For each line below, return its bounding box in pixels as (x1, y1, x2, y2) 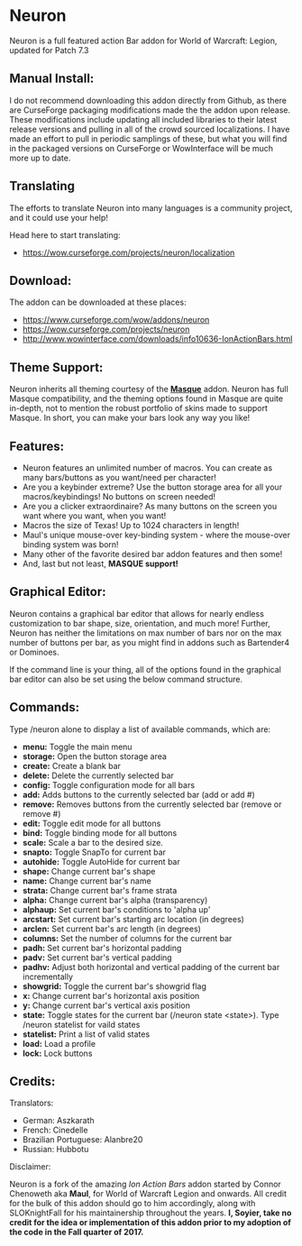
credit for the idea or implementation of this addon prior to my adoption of (9, 1217, 291, 1228)
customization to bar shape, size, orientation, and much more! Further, (9, 618, 270, 628)
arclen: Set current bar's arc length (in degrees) (22, 923, 201, 934)
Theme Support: (9, 360, 104, 375)
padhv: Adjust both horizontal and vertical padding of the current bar (22, 961, 280, 972)
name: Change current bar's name (22, 875, 151, 886)
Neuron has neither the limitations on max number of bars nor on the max (9, 628, 282, 638)
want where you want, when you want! (22, 510, 167, 521)
